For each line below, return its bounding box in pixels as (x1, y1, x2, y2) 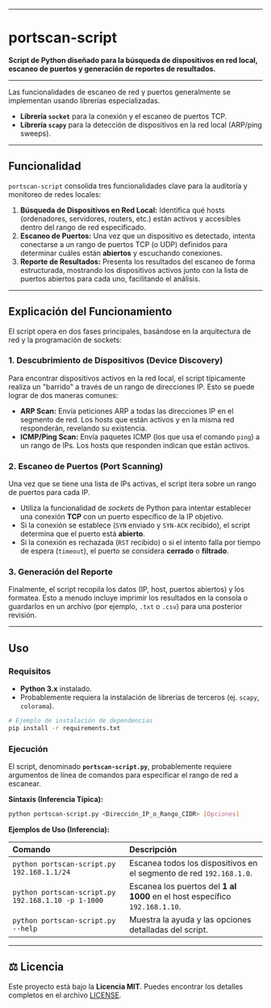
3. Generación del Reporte (8, 566, 113, 577)
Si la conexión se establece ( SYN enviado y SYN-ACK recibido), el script (19, 520, 251, 530)
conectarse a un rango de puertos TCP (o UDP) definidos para (19, 239, 228, 249)
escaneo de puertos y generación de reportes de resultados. (8, 64, 216, 73)
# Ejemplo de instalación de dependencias (8, 716, 153, 725)
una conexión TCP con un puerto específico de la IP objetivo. (19, 512, 224, 522)
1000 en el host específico (128, 891, 231, 902)
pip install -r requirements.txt (8, 724, 121, 733)
